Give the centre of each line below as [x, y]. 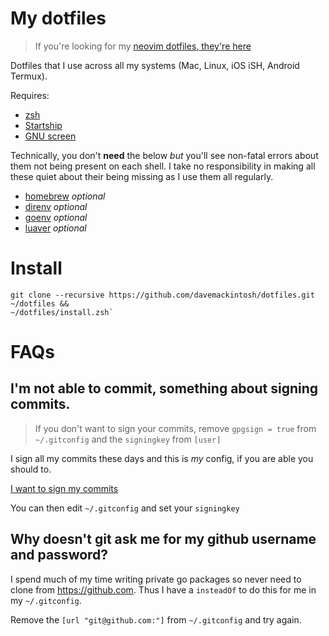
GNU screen [50, 136]
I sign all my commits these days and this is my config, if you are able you [162, 458]
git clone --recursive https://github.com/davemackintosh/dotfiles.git [162, 295]
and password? [59, 555]
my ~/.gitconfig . [46, 600]
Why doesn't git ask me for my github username [163, 539]
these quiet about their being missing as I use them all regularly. [142, 176]
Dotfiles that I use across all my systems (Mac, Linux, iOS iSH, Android [155, 65]
